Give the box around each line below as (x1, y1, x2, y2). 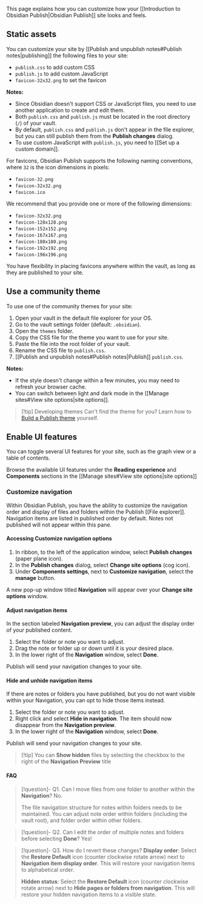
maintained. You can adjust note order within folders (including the (21, 810, 188, 817)
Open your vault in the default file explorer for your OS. (15, 314, 153, 322)
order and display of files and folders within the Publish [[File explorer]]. (6, 508, 186, 516)
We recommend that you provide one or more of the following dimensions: (6, 200, 192, 207)
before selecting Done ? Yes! (21, 835, 92, 842)
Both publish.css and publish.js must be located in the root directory (15, 112, 191, 120)
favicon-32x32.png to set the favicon (15, 76, 107, 84)
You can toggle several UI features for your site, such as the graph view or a (6, 448, 196, 455)
